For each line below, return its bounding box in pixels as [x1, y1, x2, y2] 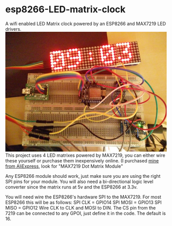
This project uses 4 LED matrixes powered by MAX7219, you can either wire [5, 152, 165, 158]
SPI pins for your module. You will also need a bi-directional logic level [5, 178, 154, 184]
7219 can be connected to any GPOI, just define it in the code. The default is [5, 210, 166, 216]
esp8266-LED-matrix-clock [5, 4, 126, 15]
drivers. [5, 26, 21, 32]
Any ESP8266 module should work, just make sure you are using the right [5, 173, 161, 179]
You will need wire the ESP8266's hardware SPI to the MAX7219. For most [5, 194, 161, 200]
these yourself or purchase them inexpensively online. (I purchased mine [5, 157, 159, 163]
